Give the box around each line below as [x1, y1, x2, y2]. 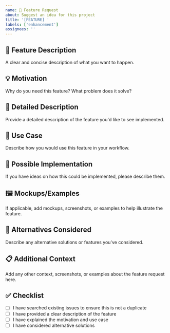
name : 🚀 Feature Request [5, 7, 59, 13]
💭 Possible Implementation [5, 160, 93, 169]
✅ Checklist [5, 291, 44, 300]
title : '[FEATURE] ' [5, 17, 50, 22]
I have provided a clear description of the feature [12, 310, 117, 317]
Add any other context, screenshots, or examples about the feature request [5, 271, 165, 277]
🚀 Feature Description [5, 46, 77, 54]
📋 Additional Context [5, 255, 75, 264]
